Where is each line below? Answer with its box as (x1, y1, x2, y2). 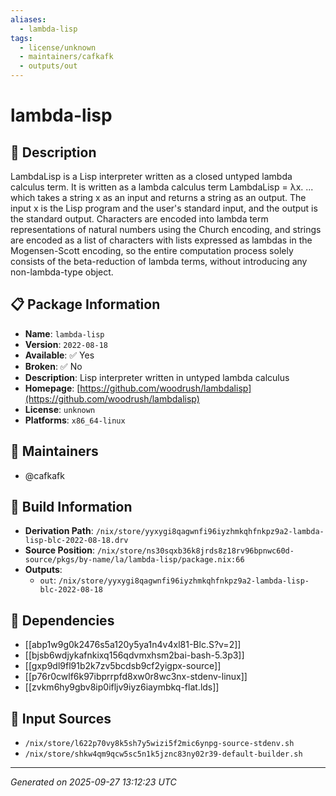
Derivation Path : (24, 525, 94, 537)
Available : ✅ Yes (24, 349, 95, 361)
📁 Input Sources (10, 710, 112, 727)
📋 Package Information (10, 296, 161, 313)
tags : (10, 33, 33, 43)
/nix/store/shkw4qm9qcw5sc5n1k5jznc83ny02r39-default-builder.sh (24, 749, 303, 760)
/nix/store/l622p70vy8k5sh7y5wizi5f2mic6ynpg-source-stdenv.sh (24, 739, 295, 749)
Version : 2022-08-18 (24, 338, 108, 350)
